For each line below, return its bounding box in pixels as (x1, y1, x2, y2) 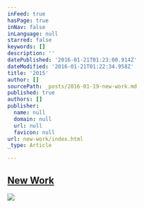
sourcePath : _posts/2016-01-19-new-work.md (7, 83, 138, 90)
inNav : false (7, 23, 46, 30)
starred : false (7, 37, 52, 44)
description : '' (7, 50, 55, 57)
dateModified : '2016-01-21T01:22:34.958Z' (7, 63, 134, 70)
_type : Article (7, 142, 52, 149)
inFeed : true (7, 10, 46, 18)
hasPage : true (7, 17, 49, 24)
